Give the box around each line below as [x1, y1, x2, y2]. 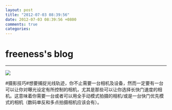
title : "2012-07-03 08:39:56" [5, 12, 70, 17]
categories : [5, 26, 31, 32]
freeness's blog [5, 48, 74, 60]
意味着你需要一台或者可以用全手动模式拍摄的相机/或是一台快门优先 [18, 93, 160, 99]
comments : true [5, 21, 38, 27]
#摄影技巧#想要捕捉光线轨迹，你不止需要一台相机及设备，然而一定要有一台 [5, 80, 164, 87]
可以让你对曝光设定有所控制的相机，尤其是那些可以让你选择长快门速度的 [5, 87, 158, 93]
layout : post [5, 7, 33, 13]
